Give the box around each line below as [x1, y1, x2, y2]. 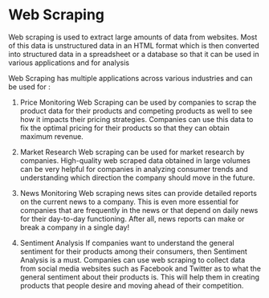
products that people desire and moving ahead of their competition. [19, 280, 244, 290]
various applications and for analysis [8, 58, 130, 67]
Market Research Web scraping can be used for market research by [19, 147, 245, 157]
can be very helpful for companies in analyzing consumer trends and [19, 164, 249, 173]
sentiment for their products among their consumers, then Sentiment [19, 247, 247, 256]
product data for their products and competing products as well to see [19, 106, 253, 116]
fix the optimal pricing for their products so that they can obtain [19, 123, 230, 133]
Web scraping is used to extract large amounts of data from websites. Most [8, 32, 258, 42]
